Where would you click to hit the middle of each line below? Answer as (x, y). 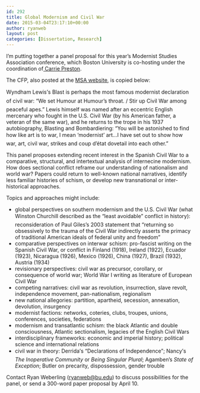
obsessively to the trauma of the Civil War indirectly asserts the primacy (103, 231)
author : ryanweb (26, 28)
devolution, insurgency (43, 306)
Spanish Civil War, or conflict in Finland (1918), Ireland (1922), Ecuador (100, 250)
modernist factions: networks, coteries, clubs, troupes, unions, (91, 313)
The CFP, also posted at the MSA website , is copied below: (78, 80)
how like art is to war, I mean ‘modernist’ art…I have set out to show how (94, 135)
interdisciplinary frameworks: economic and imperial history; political (99, 338)
